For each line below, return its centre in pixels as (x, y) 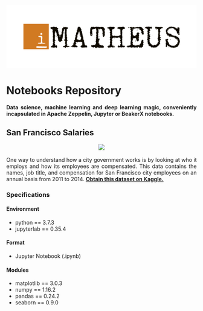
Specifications (28, 194)
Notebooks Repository (64, 91)
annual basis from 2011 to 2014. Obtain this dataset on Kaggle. (85, 179)
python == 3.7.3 (34, 222)
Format (16, 243)
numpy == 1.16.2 (35, 290)
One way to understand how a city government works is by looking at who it (101, 159)
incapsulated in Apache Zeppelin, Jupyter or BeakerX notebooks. (90, 114)
